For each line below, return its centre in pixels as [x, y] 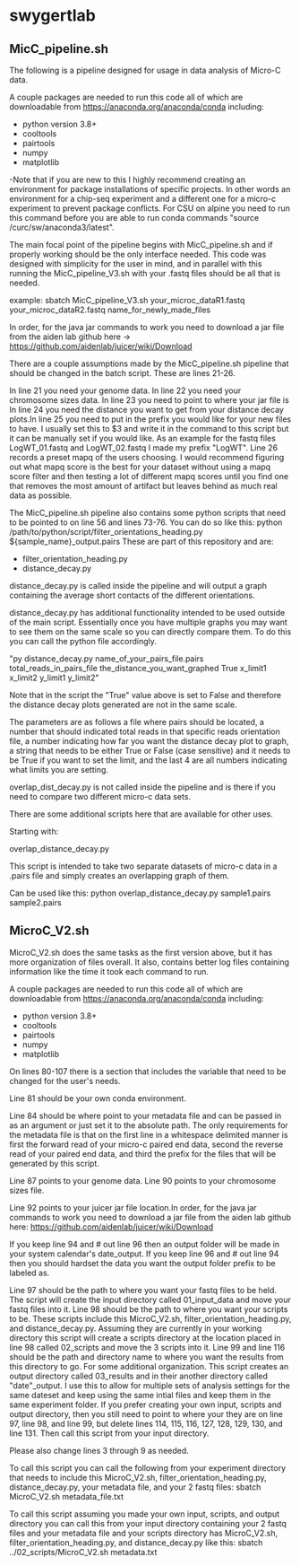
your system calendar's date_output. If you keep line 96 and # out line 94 [144, 1254]
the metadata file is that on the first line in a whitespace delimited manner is [149, 1134]
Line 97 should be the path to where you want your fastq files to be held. [143, 1290]
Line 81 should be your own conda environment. [98, 1098]
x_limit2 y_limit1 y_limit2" [54, 678]
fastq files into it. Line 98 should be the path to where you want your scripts [149, 1309]
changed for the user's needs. [65, 1080]
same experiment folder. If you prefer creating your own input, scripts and [146, 1404]
